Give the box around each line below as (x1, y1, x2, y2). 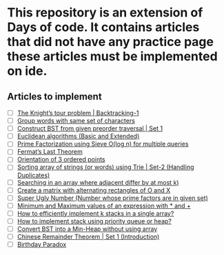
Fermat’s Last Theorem (17, 148, 83, 156)
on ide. (7, 63, 48, 79)
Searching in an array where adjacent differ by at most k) (17, 178, 179, 186)
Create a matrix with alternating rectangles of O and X (17, 186, 171, 194)
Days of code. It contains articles (7, 19, 200, 35)
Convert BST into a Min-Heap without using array (17, 225, 158, 233)
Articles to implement (7, 91, 102, 102)
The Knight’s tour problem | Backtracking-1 (17, 109, 139, 117)
